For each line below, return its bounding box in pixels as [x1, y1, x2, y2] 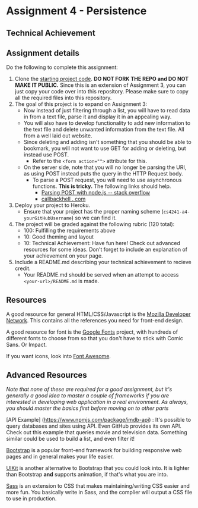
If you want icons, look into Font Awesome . [6, 353, 111, 360]
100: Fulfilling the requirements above [23, 227, 116, 234]
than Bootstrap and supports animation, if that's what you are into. [6, 471, 168, 478]
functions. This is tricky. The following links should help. [32, 183, 171, 190]
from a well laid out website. [23, 132, 92, 139]
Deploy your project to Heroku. [14, 202, 91, 209]
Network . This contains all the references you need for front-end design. [6, 317, 184, 324]
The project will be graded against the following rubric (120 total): [14, 221, 175, 228]
